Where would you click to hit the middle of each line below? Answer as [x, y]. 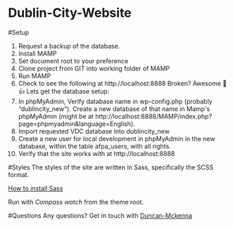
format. [19, 174]
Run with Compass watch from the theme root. [76, 202]
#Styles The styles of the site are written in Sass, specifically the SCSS [111, 167]
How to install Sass [36, 188]
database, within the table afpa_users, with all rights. [94, 146]
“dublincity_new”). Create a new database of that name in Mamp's [114, 109]
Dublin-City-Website [70, 13]
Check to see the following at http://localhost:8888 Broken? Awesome [119, 83]
